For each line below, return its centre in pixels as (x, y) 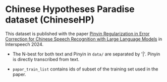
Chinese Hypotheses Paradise (70, 9)
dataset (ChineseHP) (50, 20)
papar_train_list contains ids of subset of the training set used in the (85, 69)
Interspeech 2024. (24, 44)
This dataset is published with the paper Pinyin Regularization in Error (77, 33)
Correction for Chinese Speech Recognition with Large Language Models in (84, 39)
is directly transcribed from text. (46, 59)
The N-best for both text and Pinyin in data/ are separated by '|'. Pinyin (86, 54)
